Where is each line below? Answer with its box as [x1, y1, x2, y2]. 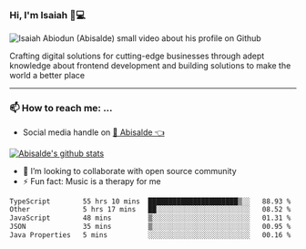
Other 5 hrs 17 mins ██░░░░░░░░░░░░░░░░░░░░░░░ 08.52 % [9, 205, 291, 214]
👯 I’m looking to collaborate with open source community [22, 165, 237, 176]
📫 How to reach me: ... [9, 102, 113, 115]
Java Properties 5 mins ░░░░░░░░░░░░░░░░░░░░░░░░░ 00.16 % [9, 231, 291, 240]
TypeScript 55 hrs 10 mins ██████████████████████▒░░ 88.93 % [9, 196, 291, 206]
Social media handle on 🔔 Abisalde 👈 [22, 127, 166, 138]
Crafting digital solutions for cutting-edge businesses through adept [9, 50, 265, 62]
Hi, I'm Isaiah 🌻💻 [9, 8, 87, 21]
